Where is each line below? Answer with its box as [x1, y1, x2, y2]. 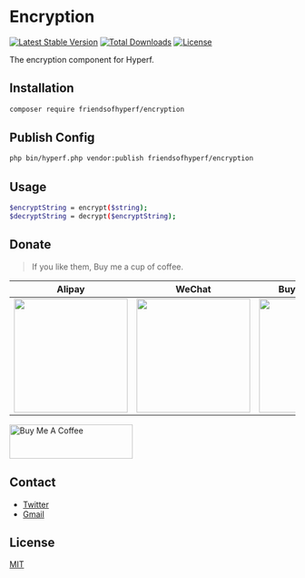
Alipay [56, 282, 85, 295]
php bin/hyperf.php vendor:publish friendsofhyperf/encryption [9, 154, 254, 163]
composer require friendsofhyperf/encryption [9, 105, 184, 114]
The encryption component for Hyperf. [9, 54, 154, 65]
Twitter [22, 499, 50, 510]
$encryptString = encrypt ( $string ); [9, 203, 148, 213]
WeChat [175, 282, 212, 295]
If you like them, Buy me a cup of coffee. [31, 261, 184, 272]
